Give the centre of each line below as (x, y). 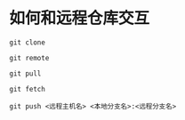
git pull (25, 73)
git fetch (28, 89)
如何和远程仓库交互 (80, 18)
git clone (28, 42)
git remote (29, 58)
